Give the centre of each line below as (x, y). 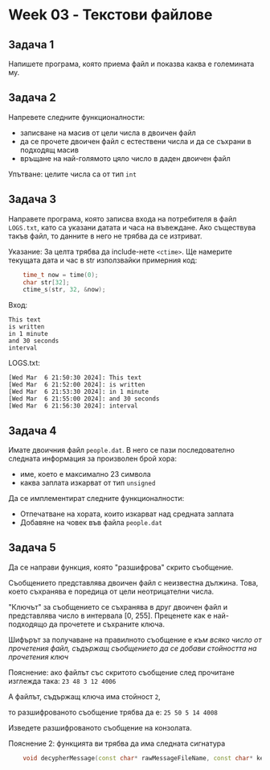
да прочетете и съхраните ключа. (107, 624)
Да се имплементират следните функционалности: (96, 499)
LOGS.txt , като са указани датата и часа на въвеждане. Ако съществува (132, 227)
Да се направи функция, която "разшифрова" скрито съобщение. (121, 567)
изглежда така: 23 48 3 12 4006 (62, 681)
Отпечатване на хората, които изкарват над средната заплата (127, 514)
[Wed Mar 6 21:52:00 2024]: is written (77, 385)
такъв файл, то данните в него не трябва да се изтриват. (105, 236)
